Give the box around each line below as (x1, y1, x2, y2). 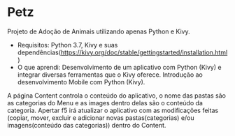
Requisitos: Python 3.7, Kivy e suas (17, 40, 118, 49)
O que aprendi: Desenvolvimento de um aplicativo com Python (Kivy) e (17, 63, 222, 71)
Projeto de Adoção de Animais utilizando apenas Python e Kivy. (7, 27, 190, 36)
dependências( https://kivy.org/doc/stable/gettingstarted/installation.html (17, 48, 228, 56)
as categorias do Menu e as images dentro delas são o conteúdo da (7, 98, 203, 107)
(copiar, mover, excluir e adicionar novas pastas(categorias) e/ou (7, 113, 194, 122)
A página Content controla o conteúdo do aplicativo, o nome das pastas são (7, 91, 226, 100)
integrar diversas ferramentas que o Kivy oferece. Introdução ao (17, 70, 203, 79)
